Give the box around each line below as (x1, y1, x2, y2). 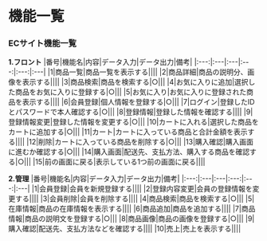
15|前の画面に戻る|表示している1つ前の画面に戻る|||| (35, 157, 206, 167)
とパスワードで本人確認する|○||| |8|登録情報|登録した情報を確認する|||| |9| (8, 107, 253, 117)
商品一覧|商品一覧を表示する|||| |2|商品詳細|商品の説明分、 (55, 67, 248, 77)
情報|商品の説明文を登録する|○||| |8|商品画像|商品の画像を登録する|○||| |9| (8, 214, 255, 223)
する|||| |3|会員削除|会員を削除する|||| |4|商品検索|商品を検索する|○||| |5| (14, 194, 255, 203)
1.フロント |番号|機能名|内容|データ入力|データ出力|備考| (8, 57, 193, 67)
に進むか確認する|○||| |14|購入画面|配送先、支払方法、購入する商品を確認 (8, 147, 250, 156)
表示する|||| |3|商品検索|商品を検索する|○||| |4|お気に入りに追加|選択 (22, 77, 249, 87)
